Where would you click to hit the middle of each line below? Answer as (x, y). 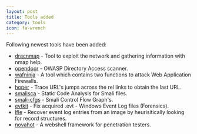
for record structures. (41, 119)
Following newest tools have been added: (56, 45)
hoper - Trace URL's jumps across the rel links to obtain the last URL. (98, 87)
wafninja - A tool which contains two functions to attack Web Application (103, 75)
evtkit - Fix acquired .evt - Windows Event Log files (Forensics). (92, 106)
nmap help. (28, 62)
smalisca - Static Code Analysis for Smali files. (71, 93)
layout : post (22, 11)
